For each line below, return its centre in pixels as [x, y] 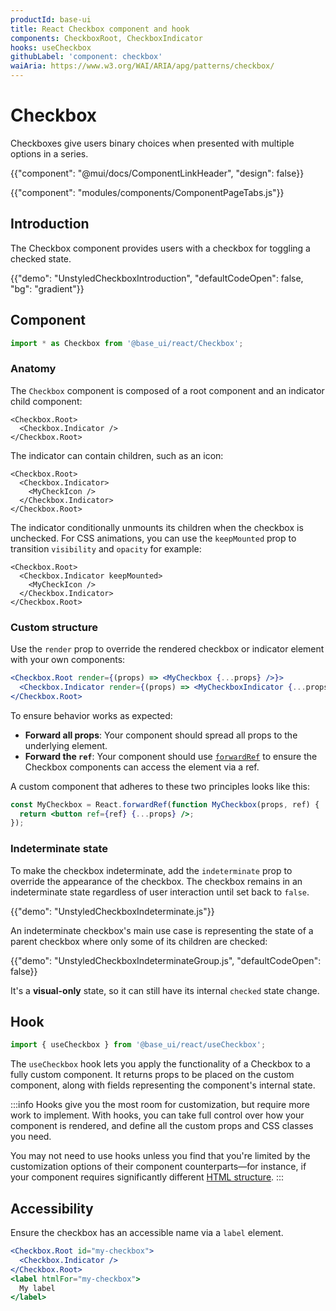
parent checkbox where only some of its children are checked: [139, 941]
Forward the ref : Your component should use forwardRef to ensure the [171, 756]
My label [37, 1288]
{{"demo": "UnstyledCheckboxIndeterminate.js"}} [112, 911]
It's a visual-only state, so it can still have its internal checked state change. [165, 990]
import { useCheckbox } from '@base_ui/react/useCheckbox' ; [138, 1045]
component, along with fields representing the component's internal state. [163, 1085]
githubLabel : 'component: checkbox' [86, 57]
